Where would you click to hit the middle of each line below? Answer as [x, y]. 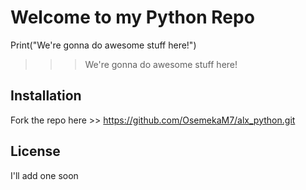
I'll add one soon [44, 175]
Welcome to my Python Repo [132, 17]
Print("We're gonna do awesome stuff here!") [103, 45]
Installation [46, 96]
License [35, 151]
